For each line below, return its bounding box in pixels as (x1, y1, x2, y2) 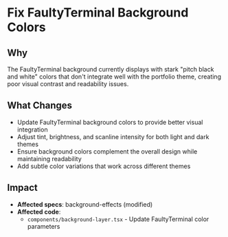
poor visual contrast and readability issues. (7, 80, 129, 87)
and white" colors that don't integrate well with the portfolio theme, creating (7, 72, 222, 81)
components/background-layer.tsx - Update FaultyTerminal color (27, 215, 209, 223)
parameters (27, 222, 60, 230)
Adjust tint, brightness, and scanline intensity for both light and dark (16, 132, 209, 141)
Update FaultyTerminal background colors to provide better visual (16, 118, 203, 126)
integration (16, 125, 48, 134)
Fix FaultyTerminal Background (7, 5, 189, 21)
